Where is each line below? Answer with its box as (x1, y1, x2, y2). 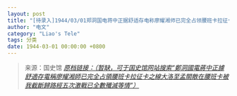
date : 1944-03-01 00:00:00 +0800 (7, 43, 106, 50)
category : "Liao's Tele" (7, 30, 80, 37)
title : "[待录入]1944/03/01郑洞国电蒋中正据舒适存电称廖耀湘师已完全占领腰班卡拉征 (7, 17, 228, 24)
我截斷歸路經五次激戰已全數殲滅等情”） (24, 81, 140, 89)
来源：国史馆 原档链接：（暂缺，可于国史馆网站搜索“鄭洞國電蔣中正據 (24, 64, 224, 71)
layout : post (7, 10, 46, 18)
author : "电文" (7, 23, 50, 30)
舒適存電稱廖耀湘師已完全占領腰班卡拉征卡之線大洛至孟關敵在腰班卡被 (24, 72, 229, 80)
